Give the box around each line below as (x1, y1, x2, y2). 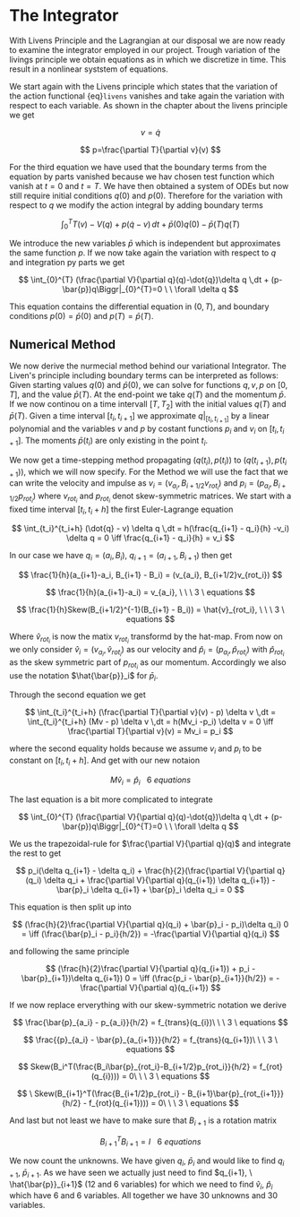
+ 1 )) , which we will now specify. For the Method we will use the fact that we (9, 466, 288, 479)
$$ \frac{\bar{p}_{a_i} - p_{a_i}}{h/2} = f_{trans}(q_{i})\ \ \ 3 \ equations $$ (13, 1016, 288, 1027)
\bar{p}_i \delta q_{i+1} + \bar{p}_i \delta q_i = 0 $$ (56, 884, 244, 894)
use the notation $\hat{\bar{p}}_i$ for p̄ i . (9, 669, 159, 683)
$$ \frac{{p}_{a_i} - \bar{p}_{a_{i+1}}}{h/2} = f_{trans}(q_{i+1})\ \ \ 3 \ (23, 1034, 278, 1045)
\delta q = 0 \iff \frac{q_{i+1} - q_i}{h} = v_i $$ (65, 532, 236, 543)
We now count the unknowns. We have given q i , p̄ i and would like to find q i (9, 1155, 285, 1168)
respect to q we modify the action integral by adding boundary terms (9, 199, 264, 211)
